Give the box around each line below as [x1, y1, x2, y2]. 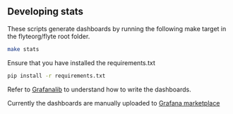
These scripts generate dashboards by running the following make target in [7, 24, 227, 33]
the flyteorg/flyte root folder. [7, 32, 90, 40]
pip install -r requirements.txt [7, 72, 106, 79]
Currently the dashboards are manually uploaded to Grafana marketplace [7, 98, 220, 107]
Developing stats [7, 6, 83, 18]
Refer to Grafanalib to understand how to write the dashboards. [7, 85, 192, 93]
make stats [7, 45, 40, 52]
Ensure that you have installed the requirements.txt [7, 58, 155, 67]
